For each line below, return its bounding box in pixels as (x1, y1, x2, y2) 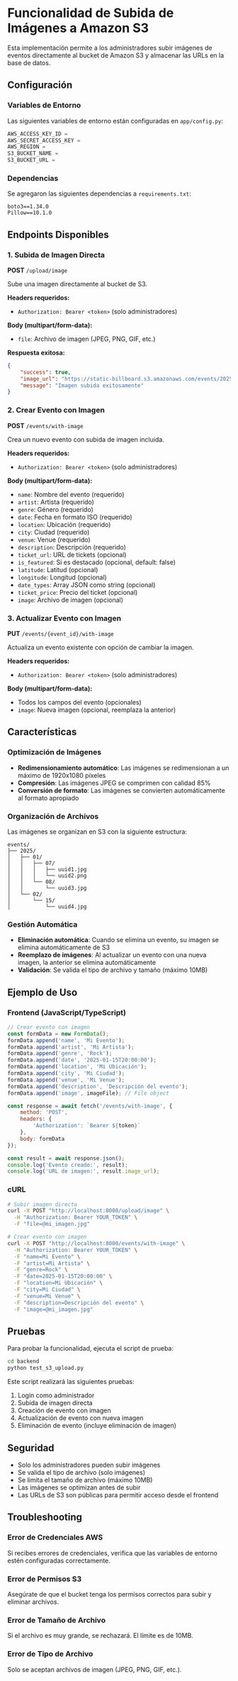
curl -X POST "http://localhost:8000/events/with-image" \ (7, 1239, 186, 1247)
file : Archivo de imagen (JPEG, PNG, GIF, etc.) (17, 335, 156, 343)
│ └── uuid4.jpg (7, 903, 87, 910)
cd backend (7, 1358, 40, 1366)
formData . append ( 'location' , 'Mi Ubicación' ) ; (7, 1063, 147, 1071)
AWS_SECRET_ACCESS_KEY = (7, 137, 81, 144)
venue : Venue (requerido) (17, 535, 91, 544)
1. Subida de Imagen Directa (7, 250, 105, 259)
